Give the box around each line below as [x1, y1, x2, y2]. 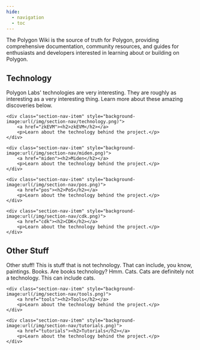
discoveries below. [6, 102, 53, 109]
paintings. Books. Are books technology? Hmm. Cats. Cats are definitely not [6, 268, 194, 275]
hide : [6, 8, 20, 15]
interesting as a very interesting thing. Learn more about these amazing [6, 96, 183, 103]
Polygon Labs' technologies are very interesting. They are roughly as [6, 89, 177, 96]
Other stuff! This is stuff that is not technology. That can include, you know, [6, 262, 192, 268]
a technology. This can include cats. [6, 274, 96, 281]
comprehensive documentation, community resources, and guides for [6, 43, 179, 50]
